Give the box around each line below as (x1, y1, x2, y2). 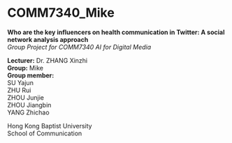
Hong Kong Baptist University (7, 121, 92, 130)
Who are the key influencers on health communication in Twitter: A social (7, 28, 225, 36)
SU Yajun (7, 78, 34, 86)
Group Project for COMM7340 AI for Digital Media (7, 43, 152, 51)
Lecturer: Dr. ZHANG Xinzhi (7, 56, 88, 64)
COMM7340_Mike (7, 5, 115, 21)
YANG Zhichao (7, 108, 50, 116)
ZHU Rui (7, 86, 31, 94)
